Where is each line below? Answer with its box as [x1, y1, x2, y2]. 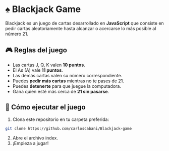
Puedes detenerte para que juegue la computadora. [12, 83, 121, 89]
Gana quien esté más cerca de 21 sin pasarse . [12, 88, 109, 94]
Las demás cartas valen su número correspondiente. [12, 72, 123, 78]
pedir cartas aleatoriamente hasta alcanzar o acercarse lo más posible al [5, 25, 156, 31]
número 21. [5, 31, 29, 37]
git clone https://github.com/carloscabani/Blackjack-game [5, 126, 132, 131]
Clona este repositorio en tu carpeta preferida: [12, 116, 109, 122]
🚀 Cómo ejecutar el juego [5, 103, 86, 111]
